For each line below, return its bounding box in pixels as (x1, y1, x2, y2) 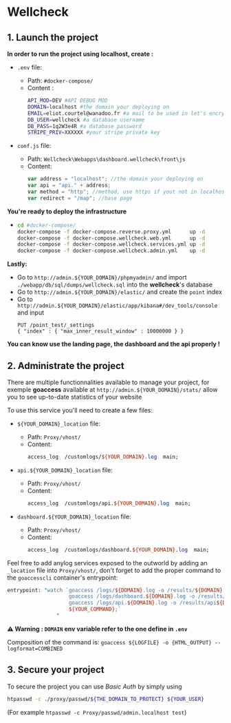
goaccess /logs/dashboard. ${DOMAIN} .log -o (68, 593, 195, 600)
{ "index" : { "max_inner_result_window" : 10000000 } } (16, 328, 184, 335)
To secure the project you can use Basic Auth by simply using (7, 682, 182, 691)
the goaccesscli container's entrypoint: (7, 573, 118, 582)
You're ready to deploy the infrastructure (7, 207, 127, 216)
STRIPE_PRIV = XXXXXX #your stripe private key (27, 129, 160, 136)
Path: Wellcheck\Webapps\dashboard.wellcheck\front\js (27, 155, 186, 163)
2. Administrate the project (7, 359, 125, 372)
